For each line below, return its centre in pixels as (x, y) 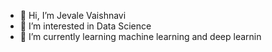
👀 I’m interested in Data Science (85, 26)
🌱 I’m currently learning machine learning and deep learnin (140, 36)
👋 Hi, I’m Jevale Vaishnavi (73, 15)
